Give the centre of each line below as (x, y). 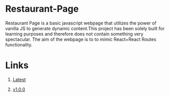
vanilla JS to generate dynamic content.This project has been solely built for (85, 28)
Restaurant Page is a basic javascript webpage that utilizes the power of (81, 23)
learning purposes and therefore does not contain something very (74, 34)
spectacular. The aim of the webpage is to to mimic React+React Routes (81, 39)
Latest (19, 79)
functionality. (19, 44)
